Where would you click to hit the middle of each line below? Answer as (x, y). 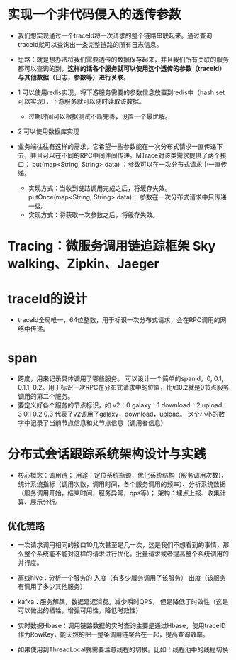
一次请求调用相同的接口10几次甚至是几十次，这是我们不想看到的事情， (120, 544)
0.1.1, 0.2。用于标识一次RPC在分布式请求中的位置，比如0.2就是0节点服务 (123, 387)
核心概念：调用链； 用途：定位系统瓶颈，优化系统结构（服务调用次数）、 (123, 475)
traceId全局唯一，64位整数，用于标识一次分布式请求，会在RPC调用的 (119, 320)
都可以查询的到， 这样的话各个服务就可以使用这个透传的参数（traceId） (121, 68)
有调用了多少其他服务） (52, 586)
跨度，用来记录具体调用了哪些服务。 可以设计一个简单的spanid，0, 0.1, (120, 378)
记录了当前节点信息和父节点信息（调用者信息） (99, 423)
